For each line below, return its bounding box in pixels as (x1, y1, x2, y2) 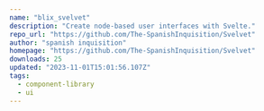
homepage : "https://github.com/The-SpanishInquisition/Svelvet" (9, 47, 256, 55)
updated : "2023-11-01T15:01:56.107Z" (9, 64, 151, 73)
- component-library (17, 80, 95, 89)
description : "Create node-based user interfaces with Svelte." (9, 21, 256, 30)
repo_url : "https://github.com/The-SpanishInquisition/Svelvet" (9, 30, 256, 38)
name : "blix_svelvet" (9, 13, 91, 22)
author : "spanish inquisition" (9, 38, 127, 47)
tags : (9, 72, 30, 81)
